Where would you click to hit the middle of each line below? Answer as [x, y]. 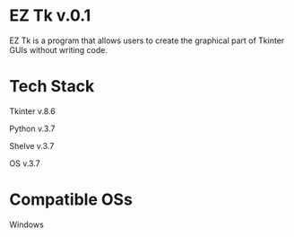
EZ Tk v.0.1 [50, 16]
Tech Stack [52, 87]
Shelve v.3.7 [32, 145]
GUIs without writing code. [59, 49]
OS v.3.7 [25, 163]
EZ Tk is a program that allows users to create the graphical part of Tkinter [147, 40]
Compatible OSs [71, 200]
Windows [27, 224]
